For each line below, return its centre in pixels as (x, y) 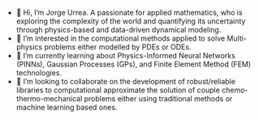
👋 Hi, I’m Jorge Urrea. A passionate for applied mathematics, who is (129, 13)
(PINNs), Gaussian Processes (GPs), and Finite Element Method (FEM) (134, 64)
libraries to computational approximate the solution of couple (118, 90)
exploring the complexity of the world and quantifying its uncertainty (131, 21)
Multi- (237, 38)
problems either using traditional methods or (158, 99)
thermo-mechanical (49, 99)
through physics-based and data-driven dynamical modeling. (119, 30)
